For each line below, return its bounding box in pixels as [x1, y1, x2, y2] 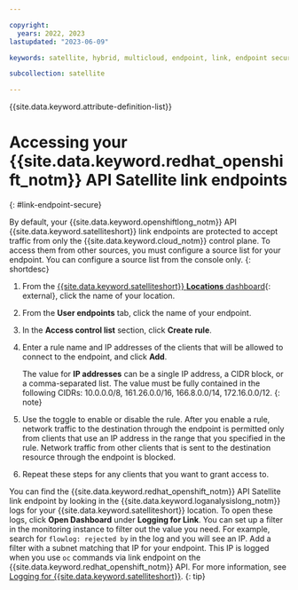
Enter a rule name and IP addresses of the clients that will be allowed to [21, 342, 284, 353]
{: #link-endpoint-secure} [9, 200, 102, 210]
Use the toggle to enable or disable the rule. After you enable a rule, [21, 414, 271, 425]
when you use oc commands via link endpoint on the [9, 552, 201, 563]
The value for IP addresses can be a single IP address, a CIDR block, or [21, 369, 284, 380]
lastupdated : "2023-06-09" [9, 37, 109, 46]
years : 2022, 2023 [17, 28, 86, 38]
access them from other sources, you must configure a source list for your [9, 245, 281, 256]
